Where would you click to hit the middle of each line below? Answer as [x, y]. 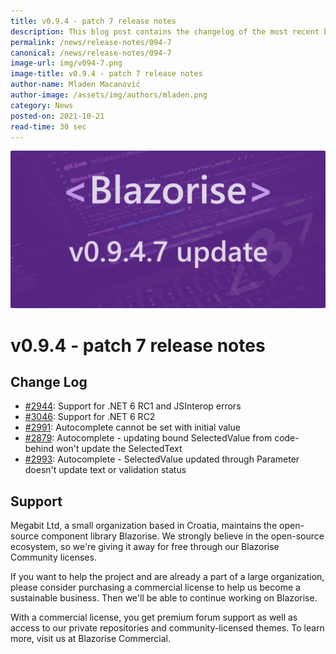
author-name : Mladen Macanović [75, 85]
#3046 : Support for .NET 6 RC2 [90, 417]
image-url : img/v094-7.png [66, 63]
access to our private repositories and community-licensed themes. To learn [167, 628]
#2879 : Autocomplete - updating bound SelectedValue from [148, 438]
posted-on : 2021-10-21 [57, 116]
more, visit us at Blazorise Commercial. [91, 639]
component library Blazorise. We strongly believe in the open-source [183, 536]
